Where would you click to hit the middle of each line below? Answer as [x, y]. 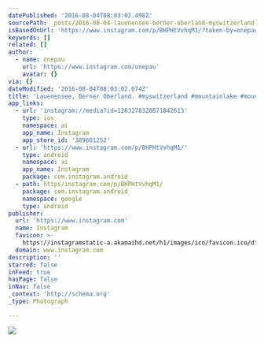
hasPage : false [33, 280]
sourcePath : [27, 23]
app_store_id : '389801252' [66, 140]
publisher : [26, 214]
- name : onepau [40, 60]
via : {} [21, 81]
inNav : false [29, 287]
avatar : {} [40, 74]
